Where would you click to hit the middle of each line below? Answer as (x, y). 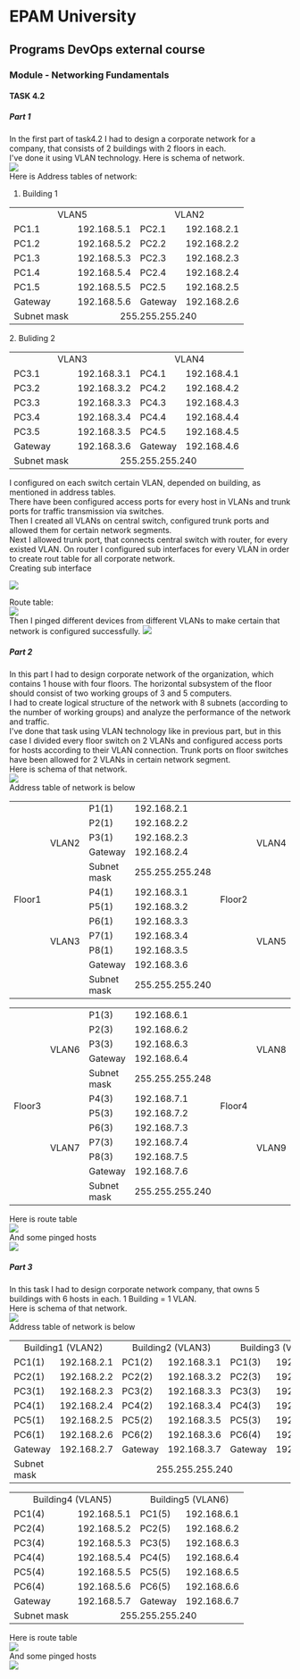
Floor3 (28, 1107)
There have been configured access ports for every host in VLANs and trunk (150, 502)
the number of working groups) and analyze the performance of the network (150, 713)
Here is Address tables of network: (73, 177)
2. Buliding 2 (33, 338)
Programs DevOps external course (107, 50)
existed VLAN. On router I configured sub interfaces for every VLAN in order (150, 549)
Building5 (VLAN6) (190, 1499)
